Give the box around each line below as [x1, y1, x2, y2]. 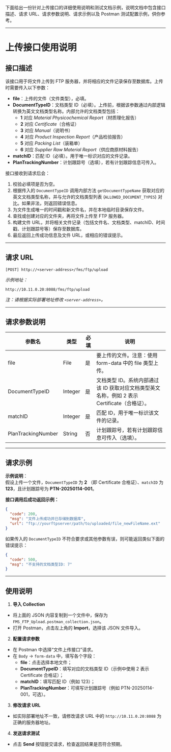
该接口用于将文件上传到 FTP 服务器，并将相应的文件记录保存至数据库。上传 [5, 78, 164, 84]
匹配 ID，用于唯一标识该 [96, 409, 154, 416]
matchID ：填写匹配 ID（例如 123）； [20, 678, 96, 685]
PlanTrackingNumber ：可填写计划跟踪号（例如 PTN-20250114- [20, 685, 154, 691]
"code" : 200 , [10, 511, 38, 517]
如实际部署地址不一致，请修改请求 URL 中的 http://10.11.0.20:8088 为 [12, 713, 162, 719]
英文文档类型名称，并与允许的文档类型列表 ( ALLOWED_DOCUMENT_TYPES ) [12, 194, 157, 200]
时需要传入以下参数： [5, 85, 50, 90]
